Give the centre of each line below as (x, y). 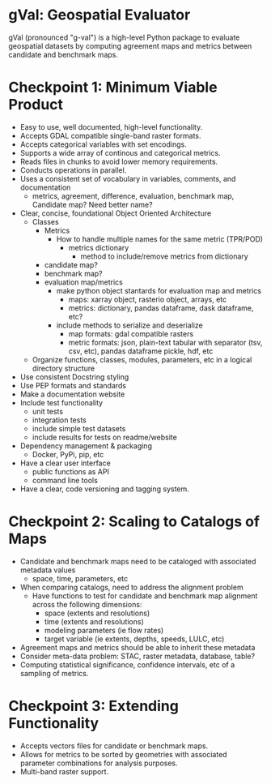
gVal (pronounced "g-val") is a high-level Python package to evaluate (124, 37)
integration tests (59, 420)
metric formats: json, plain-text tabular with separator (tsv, (165, 342)
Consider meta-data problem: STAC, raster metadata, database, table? (138, 656)
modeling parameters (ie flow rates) (104, 630)
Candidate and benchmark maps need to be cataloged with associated (138, 561)
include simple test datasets (79, 428)
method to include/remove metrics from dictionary (164, 256)
